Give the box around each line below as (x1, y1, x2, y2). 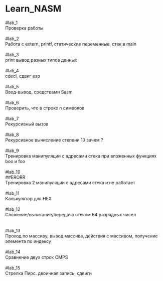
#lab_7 (5, 115, 19, 121)
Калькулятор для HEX (5, 195, 52, 201)
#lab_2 (5, 36, 19, 42)
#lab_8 (5, 131, 19, 137)
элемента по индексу (5, 238, 52, 244)
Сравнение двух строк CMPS (5, 254, 68, 260)
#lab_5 (5, 83, 19, 89)
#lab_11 (5, 190, 20, 196)
